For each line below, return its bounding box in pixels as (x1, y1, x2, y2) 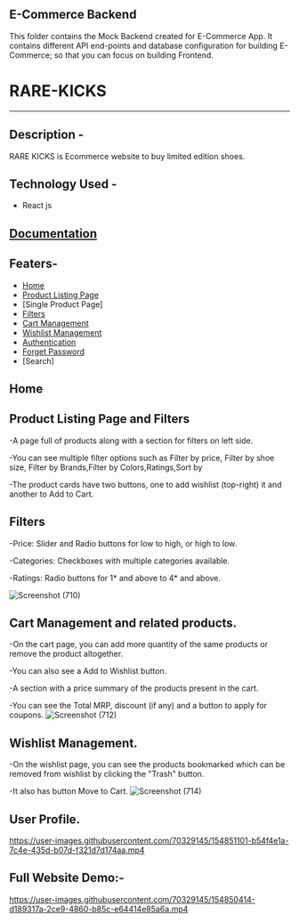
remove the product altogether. (9, 649, 124, 660)
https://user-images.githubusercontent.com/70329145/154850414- (9, 894, 255, 904)
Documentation (9, 226, 98, 241)
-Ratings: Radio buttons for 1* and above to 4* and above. (9, 572, 221, 583)
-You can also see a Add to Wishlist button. (9, 666, 167, 676)
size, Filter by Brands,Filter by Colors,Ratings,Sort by (9, 462, 203, 473)
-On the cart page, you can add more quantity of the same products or (9, 639, 269, 650)
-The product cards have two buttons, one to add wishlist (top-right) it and (9, 479, 282, 490)
